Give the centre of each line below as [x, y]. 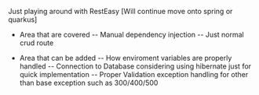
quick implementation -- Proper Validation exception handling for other [134, 74]
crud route [36, 43]
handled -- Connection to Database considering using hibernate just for [135, 66]
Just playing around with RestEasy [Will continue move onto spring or [120, 11]
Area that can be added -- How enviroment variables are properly [126, 58]
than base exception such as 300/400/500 [89, 83]
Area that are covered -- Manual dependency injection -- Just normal [132, 35]
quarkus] [23, 19]
